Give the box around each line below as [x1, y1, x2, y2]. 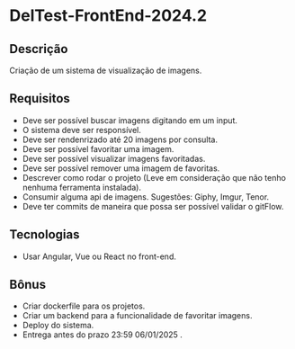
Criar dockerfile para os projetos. [22, 300, 146, 311]
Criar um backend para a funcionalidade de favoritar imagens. [22, 310, 253, 321]
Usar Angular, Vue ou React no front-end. [22, 251, 177, 262]
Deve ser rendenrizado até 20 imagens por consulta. [22, 134, 219, 145]
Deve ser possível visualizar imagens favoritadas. [22, 153, 206, 164]
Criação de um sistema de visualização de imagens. [9, 65, 202, 76]
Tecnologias [9, 227, 80, 243]
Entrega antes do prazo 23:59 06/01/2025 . [22, 329, 183, 340]
